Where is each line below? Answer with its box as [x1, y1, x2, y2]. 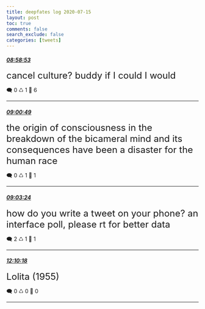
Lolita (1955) [6, 271, 60, 282]
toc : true [6, 20, 32, 26]
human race [6, 155, 58, 167]
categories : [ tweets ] [6, 37, 62, 43]
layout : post [6, 15, 40, 21]
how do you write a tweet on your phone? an [6, 207, 198, 219]
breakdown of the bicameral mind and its [6, 133, 183, 145]
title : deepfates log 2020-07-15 [6, 9, 92, 15]
